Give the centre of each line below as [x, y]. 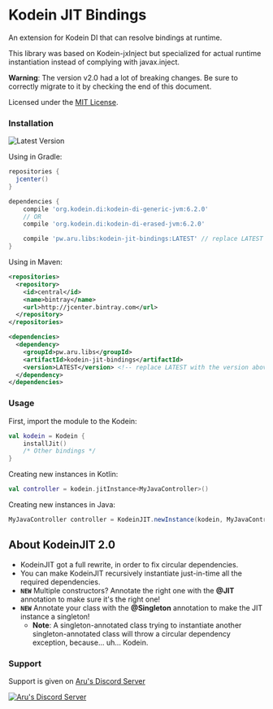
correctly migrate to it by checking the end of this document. [110, 86]
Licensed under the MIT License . [63, 102]
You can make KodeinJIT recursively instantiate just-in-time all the [131, 573]
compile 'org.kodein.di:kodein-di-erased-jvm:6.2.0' [114, 224]
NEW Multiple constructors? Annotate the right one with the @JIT [127, 590]
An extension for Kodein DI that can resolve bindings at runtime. [115, 37]
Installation [31, 123]
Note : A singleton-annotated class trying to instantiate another [137, 625]
